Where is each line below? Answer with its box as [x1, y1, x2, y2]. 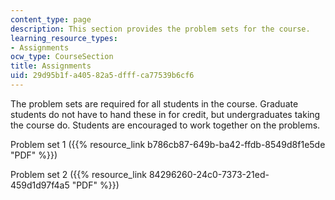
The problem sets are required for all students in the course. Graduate [10, 97, 299, 110]
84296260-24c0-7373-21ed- [148, 168, 270, 180]
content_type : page [10, 14, 92, 25]
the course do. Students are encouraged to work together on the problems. [10, 119, 321, 131]
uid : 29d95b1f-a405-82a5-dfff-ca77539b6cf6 [10, 71, 195, 81]
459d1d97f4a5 [10, 179, 70, 191]
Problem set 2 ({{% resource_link [10, 168, 148, 180]
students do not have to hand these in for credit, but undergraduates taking [10, 108, 321, 120]
